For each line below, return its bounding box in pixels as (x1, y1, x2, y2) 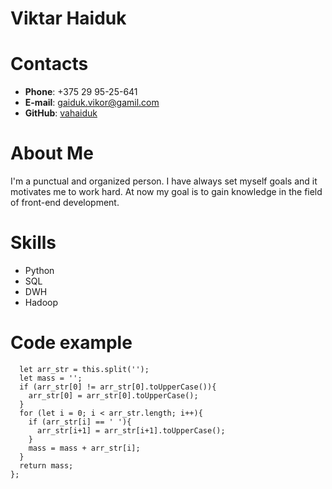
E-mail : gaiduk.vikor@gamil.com (24, 97, 160, 109)
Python (24, 265, 55, 276)
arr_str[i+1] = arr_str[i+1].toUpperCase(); (36, 425, 226, 436)
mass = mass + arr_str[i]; (28, 443, 141, 453)
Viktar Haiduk (10, 7, 127, 30)
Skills (10, 232, 57, 254)
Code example (10, 332, 133, 354)
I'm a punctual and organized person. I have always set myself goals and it (10, 175, 318, 187)
